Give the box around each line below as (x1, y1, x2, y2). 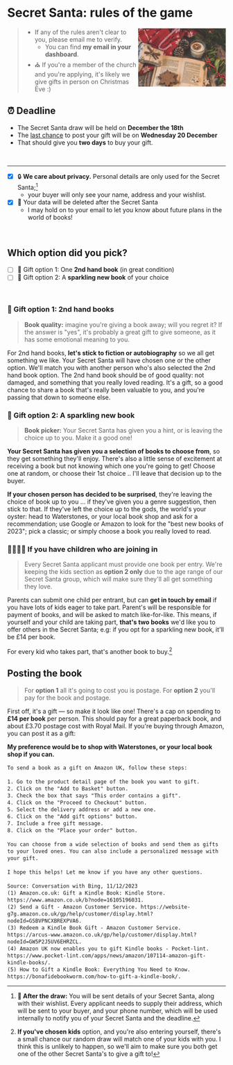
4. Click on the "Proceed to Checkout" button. (7, 799, 148, 806)
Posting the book (7, 668, 83, 680)
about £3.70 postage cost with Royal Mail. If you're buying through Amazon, (7, 721, 225, 730)
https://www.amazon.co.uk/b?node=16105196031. (7, 896, 144, 904)
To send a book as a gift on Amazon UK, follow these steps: (7, 764, 188, 771)
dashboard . (44, 50, 79, 58)
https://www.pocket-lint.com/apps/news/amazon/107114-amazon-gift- (7, 952, 207, 959)
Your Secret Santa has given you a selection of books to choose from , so (7, 447, 221, 455)
